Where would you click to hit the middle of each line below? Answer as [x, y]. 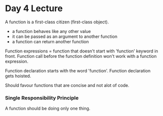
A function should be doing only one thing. [48, 108]
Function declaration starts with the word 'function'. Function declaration [78, 70]
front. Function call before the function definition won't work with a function [81, 56]
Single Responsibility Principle [42, 98]
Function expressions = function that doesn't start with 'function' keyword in [81, 51]
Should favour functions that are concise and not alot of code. [67, 85]
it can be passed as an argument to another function [65, 36]
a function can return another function [50, 41]
